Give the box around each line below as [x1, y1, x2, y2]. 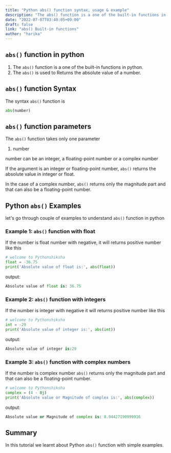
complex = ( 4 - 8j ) [5, 390, 47, 395]
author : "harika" [5, 31, 42, 36]
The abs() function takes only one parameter [5, 136, 100, 142]
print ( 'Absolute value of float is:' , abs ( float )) [5, 265, 116, 270]
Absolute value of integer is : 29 [5, 346, 77, 351]
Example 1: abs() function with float [5, 228, 96, 235]
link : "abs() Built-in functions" [5, 27, 79, 32]
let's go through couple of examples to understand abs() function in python [5, 215, 165, 221]
